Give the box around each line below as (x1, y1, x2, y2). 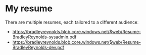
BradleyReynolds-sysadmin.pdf (12, 34, 77, 40)
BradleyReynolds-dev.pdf (12, 44, 64, 50)
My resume (5, 3, 53, 14)
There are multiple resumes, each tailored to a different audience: (5, 19, 139, 25)
